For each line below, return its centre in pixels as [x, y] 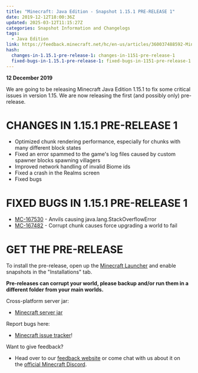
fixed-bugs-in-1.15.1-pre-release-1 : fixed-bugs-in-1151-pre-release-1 [101, 61]
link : [13, 45]
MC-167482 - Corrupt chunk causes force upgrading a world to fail [96, 226]
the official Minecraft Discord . [51, 364]
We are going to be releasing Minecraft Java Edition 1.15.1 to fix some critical [98, 89]
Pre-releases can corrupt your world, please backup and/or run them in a [97, 283]
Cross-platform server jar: [38, 301]
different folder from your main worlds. [55, 290]
